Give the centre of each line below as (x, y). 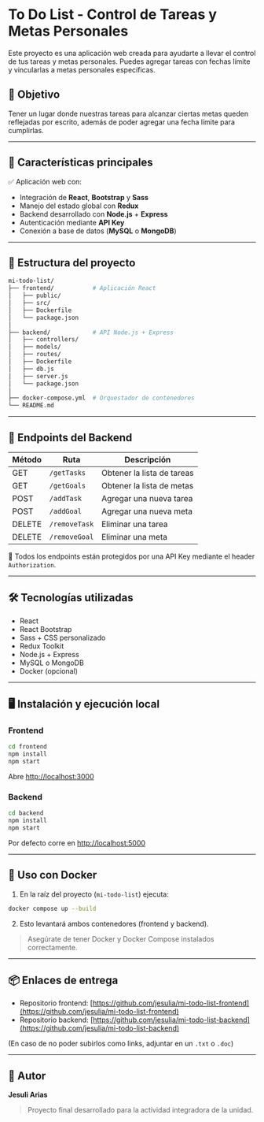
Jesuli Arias (28, 1095)
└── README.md (31, 406)
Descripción (148, 459)
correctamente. (52, 947)
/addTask (66, 498)
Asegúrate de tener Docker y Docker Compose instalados (121, 938)
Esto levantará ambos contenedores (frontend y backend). (114, 923)
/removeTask (71, 524)
